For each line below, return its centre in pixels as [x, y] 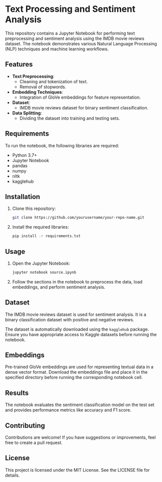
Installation [23, 196]
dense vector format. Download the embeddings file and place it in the [76, 372]
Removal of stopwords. [43, 87]
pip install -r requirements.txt [46, 236]
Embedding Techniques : [38, 92]
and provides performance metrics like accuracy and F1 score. [68, 410]
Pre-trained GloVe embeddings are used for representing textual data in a [79, 367]
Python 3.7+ [25, 155]
